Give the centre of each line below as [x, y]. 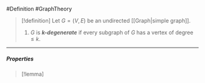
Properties [20, 59]
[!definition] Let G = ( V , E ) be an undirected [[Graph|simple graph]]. [106, 20]
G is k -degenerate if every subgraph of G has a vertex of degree [112, 32]
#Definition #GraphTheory [39, 9]
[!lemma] [32, 74]
